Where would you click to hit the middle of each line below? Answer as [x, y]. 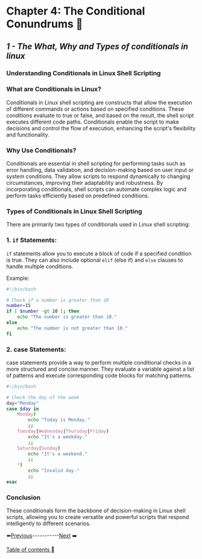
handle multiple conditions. [40, 266]
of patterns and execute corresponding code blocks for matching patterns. [99, 375]
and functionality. [28, 134]
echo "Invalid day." [54, 471]
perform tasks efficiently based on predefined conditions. [78, 196]
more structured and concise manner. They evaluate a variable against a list [100, 369]
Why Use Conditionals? [41, 150]
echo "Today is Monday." [59, 420]
